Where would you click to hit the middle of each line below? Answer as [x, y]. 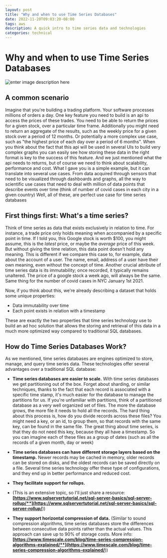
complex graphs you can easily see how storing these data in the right [77, 152]
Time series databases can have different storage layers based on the [86, 452]
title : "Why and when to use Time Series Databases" [61, 14]
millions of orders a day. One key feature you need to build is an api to [77, 115]
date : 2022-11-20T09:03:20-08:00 [40, 19]
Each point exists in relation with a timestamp [59, 310]
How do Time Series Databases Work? [66, 347]
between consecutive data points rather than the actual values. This [82, 529]
